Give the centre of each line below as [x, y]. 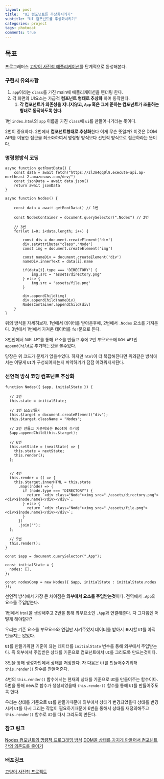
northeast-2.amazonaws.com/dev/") [40, 177]
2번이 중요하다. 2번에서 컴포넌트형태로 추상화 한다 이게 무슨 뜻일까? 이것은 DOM [81, 131]
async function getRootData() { [38, 168]
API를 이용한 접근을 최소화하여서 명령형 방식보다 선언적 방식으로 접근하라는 [77, 138]
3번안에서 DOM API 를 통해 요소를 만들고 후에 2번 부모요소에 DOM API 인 [71, 340]
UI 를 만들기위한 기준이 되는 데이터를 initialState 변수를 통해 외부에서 [73, 646]
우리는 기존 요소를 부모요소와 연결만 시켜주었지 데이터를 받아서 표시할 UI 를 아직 [80, 629]
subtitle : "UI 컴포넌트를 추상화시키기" [41, 19]
